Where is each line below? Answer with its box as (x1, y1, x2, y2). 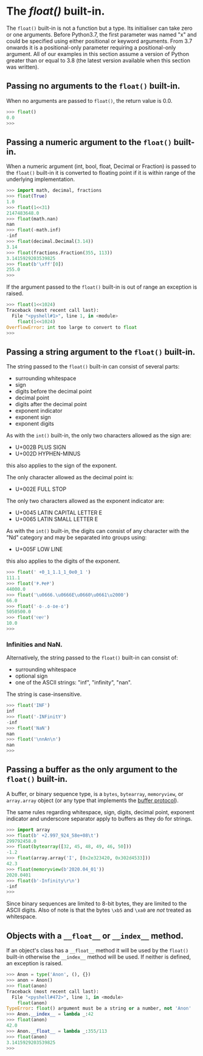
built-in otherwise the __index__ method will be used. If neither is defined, (6, 953, 191, 960)
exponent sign (15, 414, 52, 421)
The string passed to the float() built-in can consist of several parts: (6, 363, 180, 370)
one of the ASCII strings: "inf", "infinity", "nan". (15, 679, 132, 686)
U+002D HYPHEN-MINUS (15, 450, 81, 457)
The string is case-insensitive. (6, 691, 82, 698)
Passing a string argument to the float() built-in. (6, 347, 196, 357)
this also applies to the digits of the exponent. (6, 557, 120, 565)
